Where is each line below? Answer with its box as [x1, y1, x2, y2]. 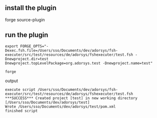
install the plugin [5, 4, 57, 12]
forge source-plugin [5, 17, 45, 22]
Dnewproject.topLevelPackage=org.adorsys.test [5, 61, 101, 66]
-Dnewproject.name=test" [102, 61, 153, 66]
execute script [5, 87, 36, 92]
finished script [5, 108, 38, 113]
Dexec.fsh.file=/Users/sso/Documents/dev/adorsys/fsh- [5, 48, 118, 53]
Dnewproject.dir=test [5, 56, 49, 61]
